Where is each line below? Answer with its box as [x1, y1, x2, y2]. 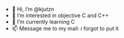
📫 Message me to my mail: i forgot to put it [11, 25, 119, 32]
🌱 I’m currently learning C [11, 18, 75, 25]
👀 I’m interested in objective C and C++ [11, 12, 109, 19]
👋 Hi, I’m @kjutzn [11, 6, 55, 12]
